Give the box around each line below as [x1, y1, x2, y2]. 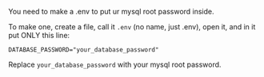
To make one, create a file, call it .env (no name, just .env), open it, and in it [8, 22, 256, 31]
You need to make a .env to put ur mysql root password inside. [8, 7, 214, 16]
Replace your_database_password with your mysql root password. [8, 60, 222, 69]
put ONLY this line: [8, 31, 70, 40]
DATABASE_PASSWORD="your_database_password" [8, 46, 159, 54]
